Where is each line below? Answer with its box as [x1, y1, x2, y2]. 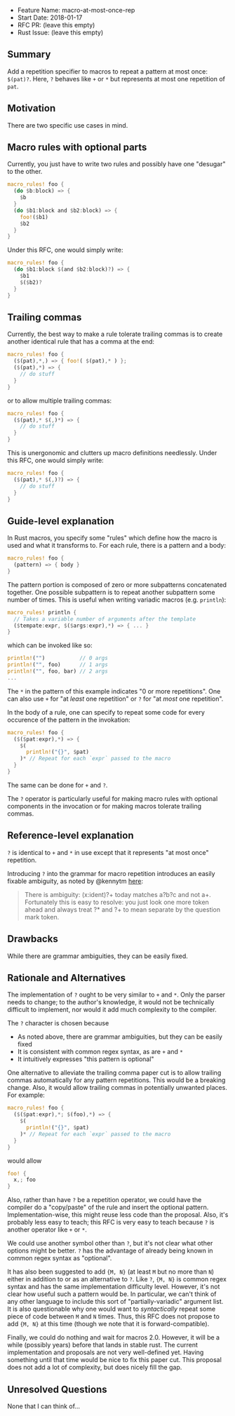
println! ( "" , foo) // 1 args [7, 661, 109, 668]
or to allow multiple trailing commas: [7, 396, 112, 405]
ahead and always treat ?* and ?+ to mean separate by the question [24, 905, 221, 914]
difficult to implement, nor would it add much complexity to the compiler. [7, 1006, 217, 1014]
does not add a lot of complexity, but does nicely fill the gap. [7, 1363, 182, 1372]
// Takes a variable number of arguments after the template [13, 615, 196, 623]
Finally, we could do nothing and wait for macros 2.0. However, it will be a [7, 1333, 220, 1342]
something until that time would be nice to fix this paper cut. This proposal [7, 1356, 222, 1364]
